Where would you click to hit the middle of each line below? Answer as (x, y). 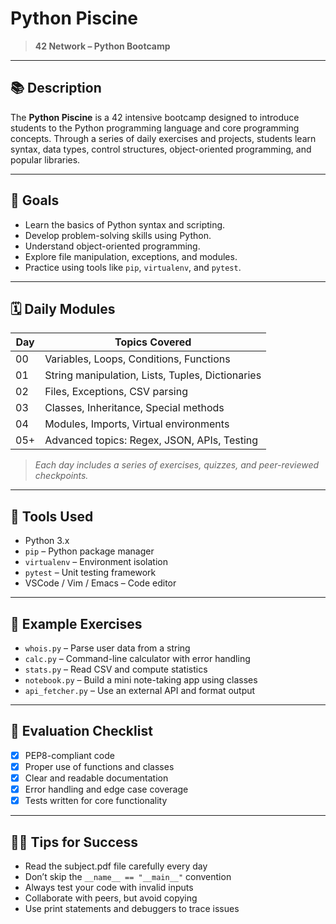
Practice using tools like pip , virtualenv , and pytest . (133, 267)
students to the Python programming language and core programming (155, 128)
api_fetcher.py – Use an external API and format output (140, 690)
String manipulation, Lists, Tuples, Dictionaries (153, 375)
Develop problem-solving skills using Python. (118, 235)
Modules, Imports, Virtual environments (137, 424)
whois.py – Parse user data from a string (107, 648)
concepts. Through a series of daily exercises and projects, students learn (163, 138)
